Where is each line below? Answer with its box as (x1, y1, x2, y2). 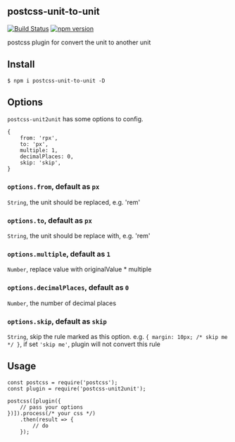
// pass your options (20, 403, 83, 411)
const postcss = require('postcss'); (7, 379, 118, 386)
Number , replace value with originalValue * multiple (7, 265, 152, 274)
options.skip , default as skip (7, 317, 107, 326)
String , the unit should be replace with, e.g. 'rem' (7, 232, 151, 240)
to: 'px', (20, 141, 49, 148)
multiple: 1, (20, 147, 58, 154)
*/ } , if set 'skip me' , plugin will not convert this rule (7, 340, 160, 348)
